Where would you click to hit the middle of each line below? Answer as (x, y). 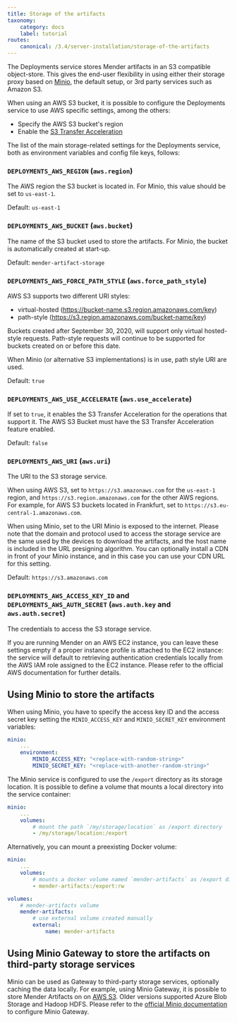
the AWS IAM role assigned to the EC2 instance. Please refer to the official (115, 665)
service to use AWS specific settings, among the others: (89, 110)
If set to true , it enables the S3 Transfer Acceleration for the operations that (117, 414)
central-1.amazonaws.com (44, 513)
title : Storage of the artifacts (56, 14)
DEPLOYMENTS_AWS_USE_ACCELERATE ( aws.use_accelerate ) (100, 399)
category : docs (42, 27)
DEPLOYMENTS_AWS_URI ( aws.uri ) (59, 461)
